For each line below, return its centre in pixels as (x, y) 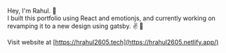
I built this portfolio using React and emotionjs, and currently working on (112, 18)
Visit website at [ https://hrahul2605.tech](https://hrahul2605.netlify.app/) (113, 42)
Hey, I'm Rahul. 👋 (32, 11)
